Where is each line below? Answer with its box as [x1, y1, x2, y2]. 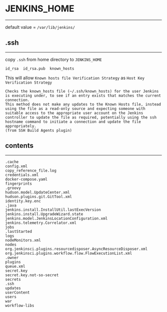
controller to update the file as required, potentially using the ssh [5, 115, 157, 120]
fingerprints [5, 181, 32, 186]
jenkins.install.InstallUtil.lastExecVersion [5, 207, 101, 212]
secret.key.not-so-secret [5, 272, 59, 278]
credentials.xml [5, 172, 39, 177]
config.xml [5, 164, 28, 169]
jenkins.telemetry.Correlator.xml [5, 220, 77, 225]
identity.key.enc [5, 199, 41, 204]
